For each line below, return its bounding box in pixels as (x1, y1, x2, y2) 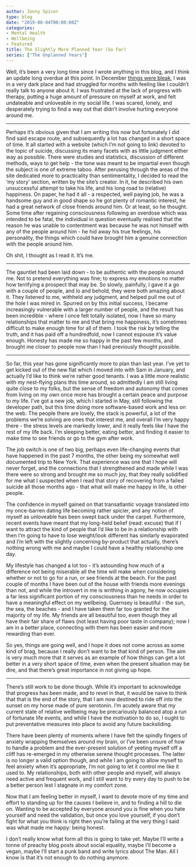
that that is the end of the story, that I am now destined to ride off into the (6, 696, 183, 703)
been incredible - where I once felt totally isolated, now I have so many (6, 312, 176, 319)
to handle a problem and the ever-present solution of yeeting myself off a (6, 744, 183, 751)
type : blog (6, 14, 33, 20)
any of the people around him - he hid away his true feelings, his (6, 228, 161, 235)
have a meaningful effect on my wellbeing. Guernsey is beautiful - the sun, (6, 599, 185, 606)
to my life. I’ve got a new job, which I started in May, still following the (6, 397, 173, 404)
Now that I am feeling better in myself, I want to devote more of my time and (6, 793, 188, 800)
